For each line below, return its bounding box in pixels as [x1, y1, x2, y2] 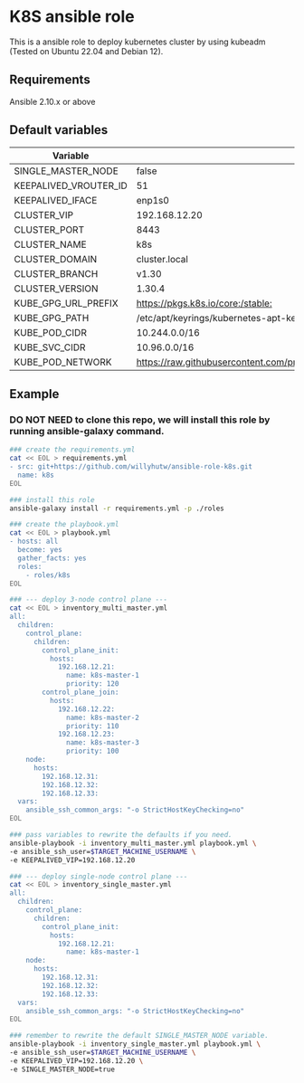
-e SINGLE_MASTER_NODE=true [9, 1065, 116, 1074]
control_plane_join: [42, 688, 119, 697]
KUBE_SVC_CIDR [14, 341, 86, 354]
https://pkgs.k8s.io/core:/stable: [136, 297, 273, 309]
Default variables [9, 122, 109, 138]
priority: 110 [66, 721, 119, 730]
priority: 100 [66, 746, 119, 756]
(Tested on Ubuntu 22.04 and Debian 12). [9, 45, 164, 56]
